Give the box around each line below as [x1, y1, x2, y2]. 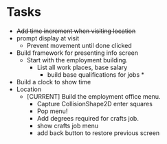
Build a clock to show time [16, 77, 91, 86]
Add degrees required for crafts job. [36, 114, 139, 122]
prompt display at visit [16, 34, 80, 42]
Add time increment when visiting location [16, 27, 136, 35]
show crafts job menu [36, 121, 99, 130]
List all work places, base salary [36, 63, 128, 71]
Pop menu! [36, 107, 68, 115]
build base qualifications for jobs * [47, 70, 145, 79]
